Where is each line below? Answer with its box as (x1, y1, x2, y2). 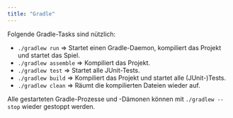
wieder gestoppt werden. (21, 102, 96, 110)
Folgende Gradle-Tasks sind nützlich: (7, 30, 116, 38)
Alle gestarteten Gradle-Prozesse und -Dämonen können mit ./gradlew (7, 95, 215, 103)
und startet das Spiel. (17, 51, 80, 59)
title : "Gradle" (7, 10, 55, 18)
